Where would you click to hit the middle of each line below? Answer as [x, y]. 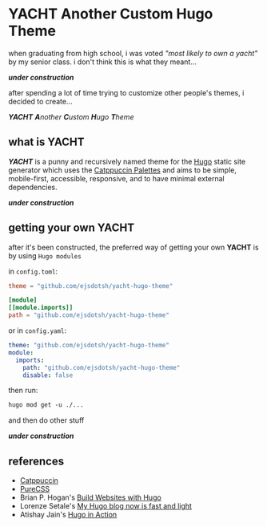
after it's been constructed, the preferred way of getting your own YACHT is [133, 247]
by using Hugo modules [45, 255]
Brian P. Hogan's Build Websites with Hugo [90, 497]
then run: [23, 391]
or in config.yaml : [37, 330]
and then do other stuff [46, 420]
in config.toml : [33, 271]
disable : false [48, 375]
